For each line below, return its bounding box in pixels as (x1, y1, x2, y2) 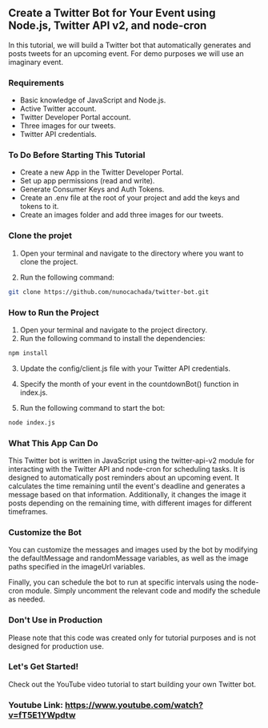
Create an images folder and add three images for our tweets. (19, 210, 224, 219)
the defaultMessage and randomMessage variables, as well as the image (8, 553, 250, 563)
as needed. (8, 594, 46, 604)
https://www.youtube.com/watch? (65, 699, 204, 710)
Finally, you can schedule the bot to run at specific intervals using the (8, 577, 238, 587)
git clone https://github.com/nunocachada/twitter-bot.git (8, 288, 210, 296)
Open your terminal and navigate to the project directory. (19, 324, 208, 335)
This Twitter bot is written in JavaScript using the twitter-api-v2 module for (8, 456, 254, 465)
